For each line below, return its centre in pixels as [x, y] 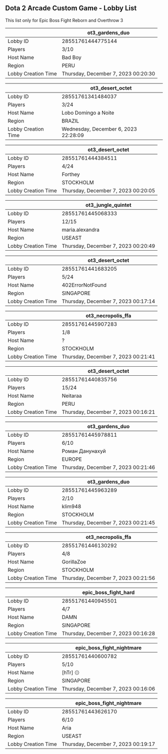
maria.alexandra [81, 230]
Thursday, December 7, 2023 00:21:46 [108, 467]
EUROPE [72, 459]
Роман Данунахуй [84, 451]
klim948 [71, 506]
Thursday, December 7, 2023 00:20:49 [108, 246]
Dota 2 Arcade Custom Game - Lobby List [71, 8]
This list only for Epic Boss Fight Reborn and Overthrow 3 [64, 20]
